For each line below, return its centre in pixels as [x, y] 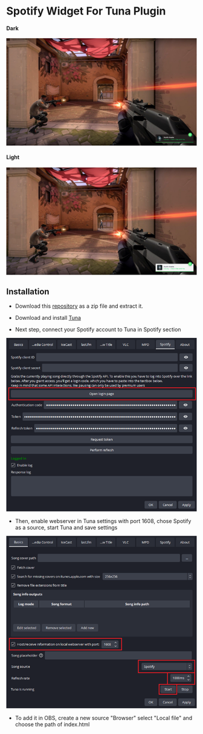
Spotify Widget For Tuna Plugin [86, 11]
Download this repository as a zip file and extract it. [79, 306]
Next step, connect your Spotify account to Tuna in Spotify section [98, 330]
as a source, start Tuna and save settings [66, 527]
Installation [28, 291]
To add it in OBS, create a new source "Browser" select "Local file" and [104, 718]
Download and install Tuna [48, 318]
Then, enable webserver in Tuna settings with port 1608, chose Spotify [103, 521]
